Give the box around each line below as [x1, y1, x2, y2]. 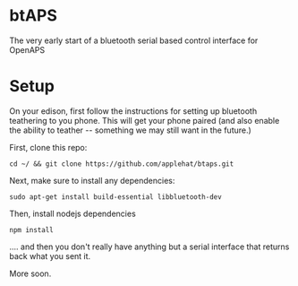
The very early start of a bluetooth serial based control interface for [9, 35, 259, 46]
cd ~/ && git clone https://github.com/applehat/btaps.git [9, 159, 234, 169]
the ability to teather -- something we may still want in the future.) [9, 125, 252, 135]
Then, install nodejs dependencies [9, 208, 136, 219]
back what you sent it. [9, 250, 91, 261]
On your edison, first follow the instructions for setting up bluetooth [9, 105, 258, 117]
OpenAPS [9, 44, 46, 55]
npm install [9, 225, 54, 234]
